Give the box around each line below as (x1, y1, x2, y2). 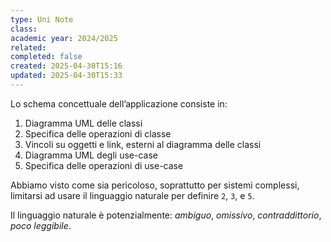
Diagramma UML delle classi (24, 117, 143, 129)
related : (10, 42, 47, 53)
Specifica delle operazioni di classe (24, 127, 172, 140)
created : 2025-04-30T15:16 (10, 61, 123, 71)
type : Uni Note (10, 14, 74, 25)
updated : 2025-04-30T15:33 (10, 71, 123, 81)
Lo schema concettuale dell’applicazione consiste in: (10, 97, 228, 110)
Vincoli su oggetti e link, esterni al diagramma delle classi (24, 138, 262, 150)
